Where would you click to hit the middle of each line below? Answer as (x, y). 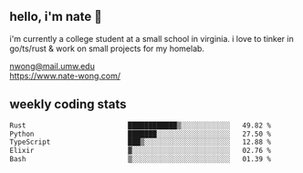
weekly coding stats (68, 104)
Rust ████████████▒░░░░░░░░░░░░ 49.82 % (141, 125)
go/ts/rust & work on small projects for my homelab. (107, 48)
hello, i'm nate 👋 (56, 17)
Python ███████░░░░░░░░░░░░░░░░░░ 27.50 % (141, 134)
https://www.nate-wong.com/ (65, 76)
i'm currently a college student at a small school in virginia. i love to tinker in (151, 38)
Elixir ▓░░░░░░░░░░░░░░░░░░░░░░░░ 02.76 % (141, 151)
